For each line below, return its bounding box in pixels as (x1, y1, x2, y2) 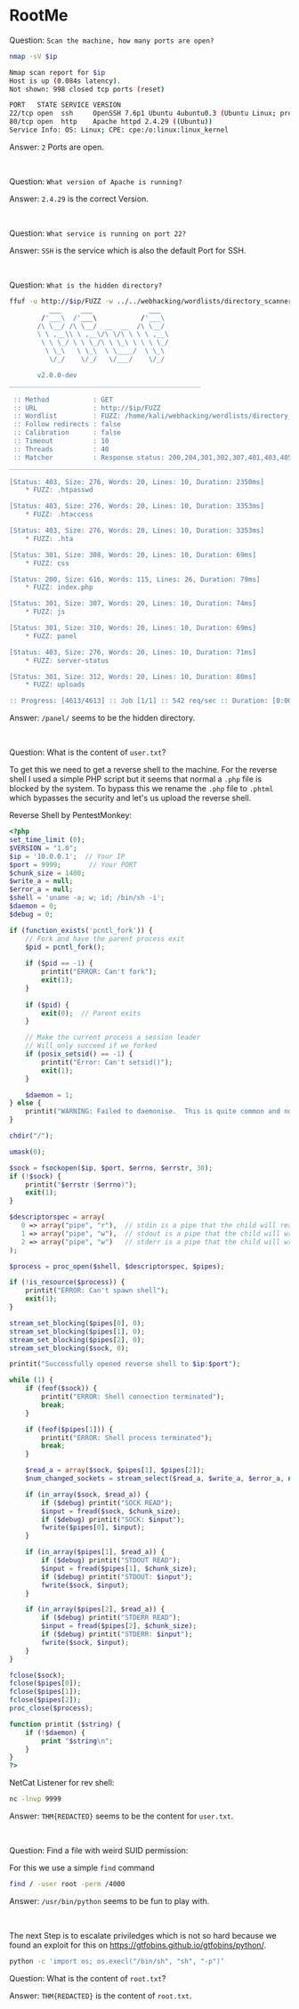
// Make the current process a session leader (25, 1033, 201, 1042)
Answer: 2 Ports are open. (9, 142, 104, 152)
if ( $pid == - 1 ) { (25, 959, 93, 968)
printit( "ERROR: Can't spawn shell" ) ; (25, 1286, 169, 1295)
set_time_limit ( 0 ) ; (9, 836, 86, 845)
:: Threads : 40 (12, 444, 109, 454)
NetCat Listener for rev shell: (9, 1778, 115, 1788)
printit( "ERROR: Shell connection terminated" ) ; (41, 1392, 225, 1402)
